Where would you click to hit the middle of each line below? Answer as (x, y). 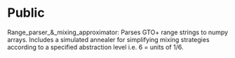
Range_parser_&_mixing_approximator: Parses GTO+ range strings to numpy (118, 32)
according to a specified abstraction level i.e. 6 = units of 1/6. (95, 47)
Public (26, 13)
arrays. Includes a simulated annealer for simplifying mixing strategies (108, 39)
